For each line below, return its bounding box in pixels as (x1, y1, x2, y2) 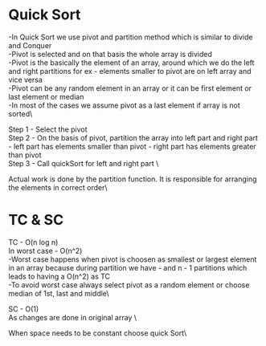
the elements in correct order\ (8, 182, 108, 192)
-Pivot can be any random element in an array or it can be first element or (8, 83, 252, 93)
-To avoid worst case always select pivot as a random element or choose (8, 279, 250, 290)
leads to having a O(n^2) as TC (8, 271, 111, 281)
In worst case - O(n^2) (8, 246, 83, 255)
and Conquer (8, 40, 52, 50)
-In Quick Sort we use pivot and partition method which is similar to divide (8, 32, 253, 42)
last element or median (8, 92, 84, 101)
